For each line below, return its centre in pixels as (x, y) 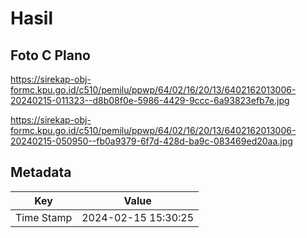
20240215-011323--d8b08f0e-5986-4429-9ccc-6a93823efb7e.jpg (150, 100)
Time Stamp (44, 217)
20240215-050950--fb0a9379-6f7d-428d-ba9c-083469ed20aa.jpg (151, 141)
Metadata (41, 172)
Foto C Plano (50, 55)
